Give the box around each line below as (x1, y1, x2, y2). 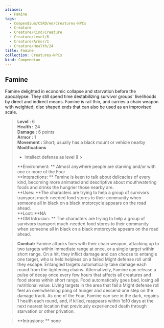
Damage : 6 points (17, 129, 55, 135)
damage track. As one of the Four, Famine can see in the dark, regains (17, 293, 159, 299)
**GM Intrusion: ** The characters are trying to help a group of (17, 216, 145, 222)
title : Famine (5, 48, 34, 53)
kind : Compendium (5, 57, 41, 62)
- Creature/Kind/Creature (9, 30, 63, 35)
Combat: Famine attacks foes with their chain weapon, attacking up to (17, 241, 159, 247)
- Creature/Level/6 (9, 35, 49, 40)
